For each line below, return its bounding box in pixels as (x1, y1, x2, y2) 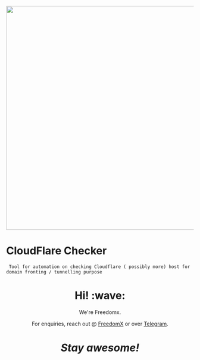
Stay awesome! (60, 341, 140, 355)
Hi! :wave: (74, 289, 126, 303)
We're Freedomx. (79, 308, 121, 316)
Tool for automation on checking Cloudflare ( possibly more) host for (8, 263, 190, 270)
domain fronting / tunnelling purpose (6, 269, 102, 275)
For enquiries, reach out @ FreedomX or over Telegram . (32, 320, 168, 327)
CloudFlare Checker (6, 244, 107, 258)
